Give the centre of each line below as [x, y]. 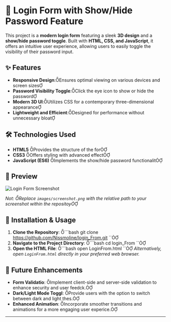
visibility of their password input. [39, 52]
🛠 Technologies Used [41, 135]
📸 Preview [21, 176]
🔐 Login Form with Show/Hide [69, 10]
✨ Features [23, 68]
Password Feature [44, 21]
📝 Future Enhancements [44, 270]
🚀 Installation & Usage [41, 220]
